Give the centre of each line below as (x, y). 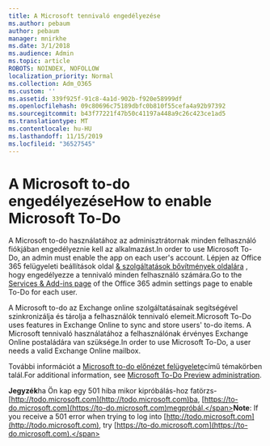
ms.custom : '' (32, 91)
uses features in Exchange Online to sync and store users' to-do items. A (130, 325)
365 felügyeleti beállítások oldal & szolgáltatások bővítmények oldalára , (128, 266)
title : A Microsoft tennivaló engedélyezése (84, 16)
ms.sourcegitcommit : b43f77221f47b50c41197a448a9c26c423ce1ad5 (117, 114)
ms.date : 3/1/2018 (39, 46)
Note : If (246, 408)
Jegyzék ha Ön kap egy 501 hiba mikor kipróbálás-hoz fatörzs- (113, 391)
